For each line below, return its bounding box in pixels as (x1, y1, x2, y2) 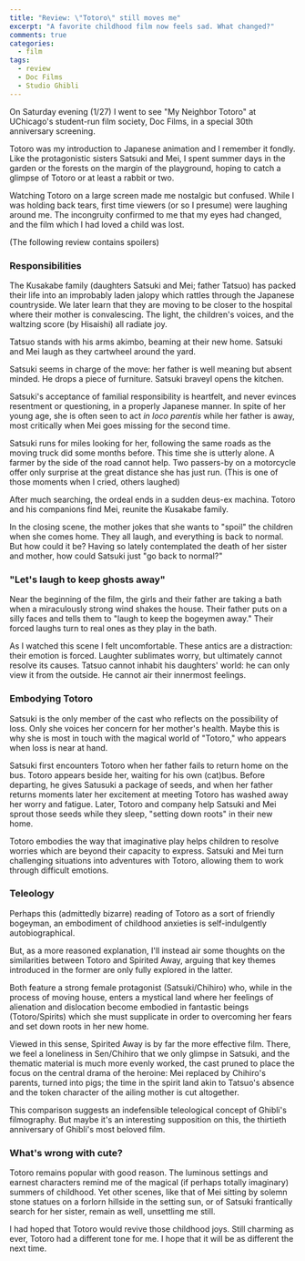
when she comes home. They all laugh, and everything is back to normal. (9, 530, 284, 542)
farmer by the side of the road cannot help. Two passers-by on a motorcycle (9, 456, 296, 467)
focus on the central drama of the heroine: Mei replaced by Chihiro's (9, 1067, 267, 1078)
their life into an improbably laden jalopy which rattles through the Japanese (9, 289, 295, 301)
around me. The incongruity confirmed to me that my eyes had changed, (9, 209, 282, 220)
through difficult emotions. (9, 865, 109, 876)
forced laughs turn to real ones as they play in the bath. (9, 623, 217, 634)
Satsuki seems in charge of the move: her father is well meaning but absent (9, 364, 292, 374)
